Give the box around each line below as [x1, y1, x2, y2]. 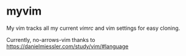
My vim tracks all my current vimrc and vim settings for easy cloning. [6, 24, 180, 32]
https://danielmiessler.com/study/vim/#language [6, 43, 128, 50]
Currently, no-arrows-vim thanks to [6, 36, 95, 43]
